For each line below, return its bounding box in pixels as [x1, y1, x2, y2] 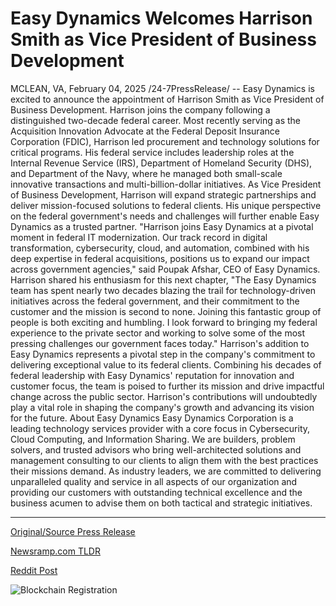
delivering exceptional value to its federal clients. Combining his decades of [10, 358, 322, 371]
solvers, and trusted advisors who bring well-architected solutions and [10, 443, 302, 456]
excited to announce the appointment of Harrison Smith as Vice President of [10, 93, 325, 105]
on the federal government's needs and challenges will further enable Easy [10, 210, 320, 222]
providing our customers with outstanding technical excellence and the [10, 486, 303, 498]
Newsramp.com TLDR [10, 545, 101, 557]
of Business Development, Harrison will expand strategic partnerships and [10, 188, 317, 201]
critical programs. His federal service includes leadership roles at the [10, 146, 295, 158]
